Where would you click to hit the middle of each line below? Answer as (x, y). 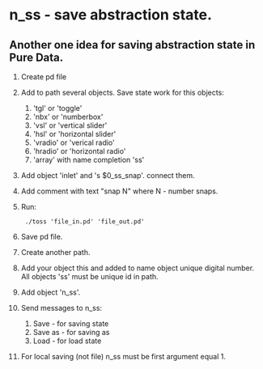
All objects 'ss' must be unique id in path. (89, 276)
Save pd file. (42, 237)
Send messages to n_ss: (62, 308)
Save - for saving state (71, 324)
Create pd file (44, 77)
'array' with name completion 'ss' (89, 160)
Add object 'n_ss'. (51, 292)
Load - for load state (67, 341)
